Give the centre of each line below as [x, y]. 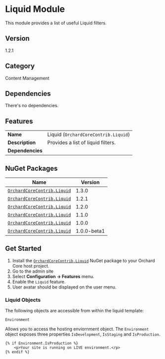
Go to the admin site [33, 271]
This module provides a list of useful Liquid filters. [56, 23]
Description [22, 143]
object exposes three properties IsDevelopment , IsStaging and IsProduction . [83, 334]
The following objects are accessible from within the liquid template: [75, 311]
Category [20, 66]
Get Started [23, 249]
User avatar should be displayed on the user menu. [64, 287]
